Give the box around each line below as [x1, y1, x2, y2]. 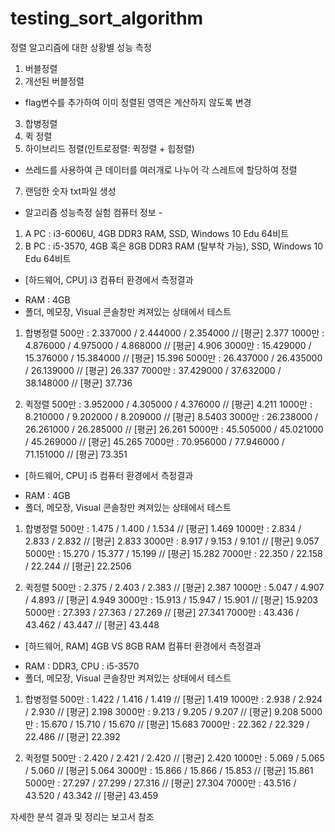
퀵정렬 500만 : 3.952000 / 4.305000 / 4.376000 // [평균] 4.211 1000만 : [24, 398, 313, 410]
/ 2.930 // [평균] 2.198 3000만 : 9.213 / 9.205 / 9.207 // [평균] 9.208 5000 [24, 705, 323, 717]
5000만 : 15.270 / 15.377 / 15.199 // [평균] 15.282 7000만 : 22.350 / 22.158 [24, 547, 323, 559]
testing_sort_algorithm [10, 7, 204, 30]
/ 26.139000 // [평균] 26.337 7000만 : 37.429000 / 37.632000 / [24, 364, 282, 376]
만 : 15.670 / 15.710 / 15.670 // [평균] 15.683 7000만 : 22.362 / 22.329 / [24, 718, 310, 730]
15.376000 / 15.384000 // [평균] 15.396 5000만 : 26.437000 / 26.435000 [24, 352, 323, 364]
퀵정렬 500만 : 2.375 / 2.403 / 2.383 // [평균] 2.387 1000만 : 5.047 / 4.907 [24, 581, 325, 593]
